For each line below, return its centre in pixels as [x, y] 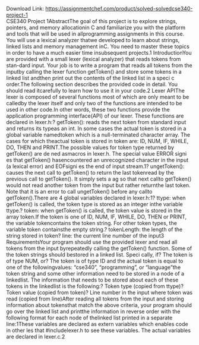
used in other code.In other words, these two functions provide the [88, 110]
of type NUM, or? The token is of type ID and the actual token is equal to [95, 261]
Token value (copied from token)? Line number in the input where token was [99, 292]
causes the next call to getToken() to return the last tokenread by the [90, 172]
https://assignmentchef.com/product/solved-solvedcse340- [119, 9]
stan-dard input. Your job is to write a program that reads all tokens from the [99, 65]
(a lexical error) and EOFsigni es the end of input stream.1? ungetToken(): [95, 166]
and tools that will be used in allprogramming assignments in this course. [95, 34]
